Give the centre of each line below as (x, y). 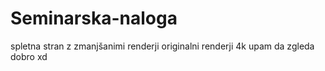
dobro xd (29, 56)
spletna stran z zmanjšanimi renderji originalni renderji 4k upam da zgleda (162, 46)
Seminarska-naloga (94, 18)
